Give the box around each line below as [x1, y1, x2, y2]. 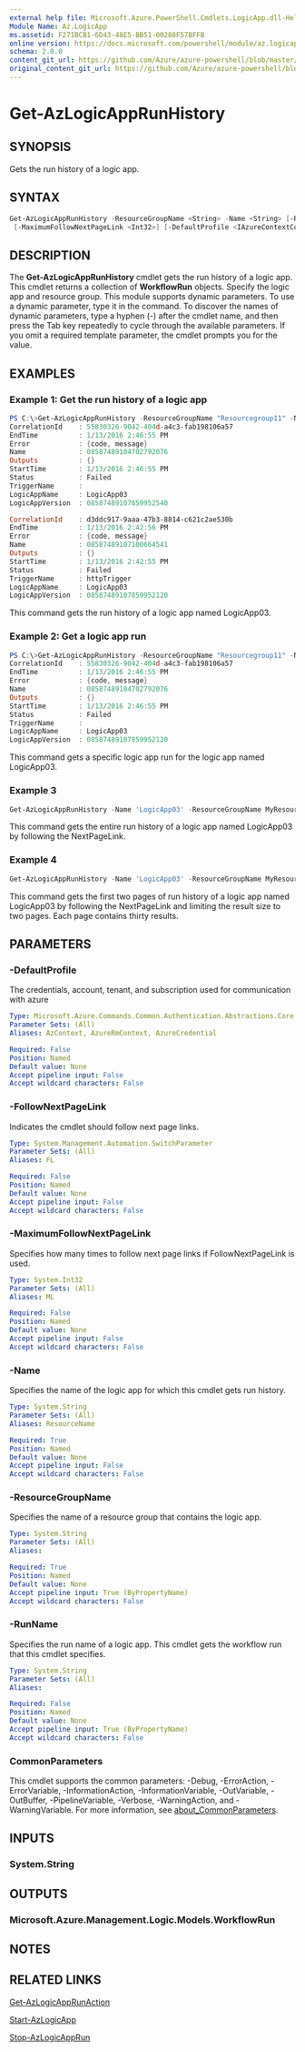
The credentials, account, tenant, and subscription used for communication [9, 985, 291, 996]
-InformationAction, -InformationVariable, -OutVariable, [63, 1785, 270, 1796]
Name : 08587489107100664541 [9, 541, 169, 550]
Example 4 [9, 854, 57, 866]
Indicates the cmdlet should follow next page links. [9, 1121, 200, 1132]
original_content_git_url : [9, 65, 112, 74]
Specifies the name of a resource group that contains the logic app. [9, 1511, 262, 1522]
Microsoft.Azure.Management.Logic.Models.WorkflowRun [9, 1913, 276, 1926]
